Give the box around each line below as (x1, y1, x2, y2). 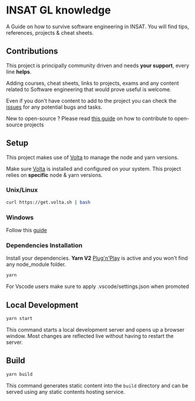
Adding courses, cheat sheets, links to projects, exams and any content (6, 79, 179, 86)
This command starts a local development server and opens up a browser (6, 326, 185, 333)
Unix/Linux (6, 186, 38, 194)
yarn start (6, 316, 33, 322)
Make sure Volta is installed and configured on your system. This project (6, 165, 181, 172)
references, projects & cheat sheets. (6, 29, 94, 36)
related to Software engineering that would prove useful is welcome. (6, 86, 172, 93)
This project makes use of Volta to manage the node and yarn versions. (6, 153, 179, 161)
